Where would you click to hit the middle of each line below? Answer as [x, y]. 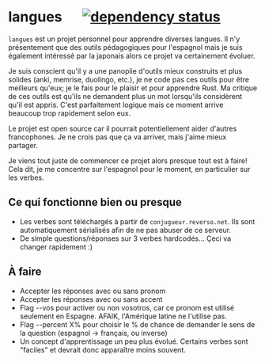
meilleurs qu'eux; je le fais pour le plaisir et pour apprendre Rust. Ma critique [133, 88]
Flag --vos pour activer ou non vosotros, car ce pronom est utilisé [127, 307]
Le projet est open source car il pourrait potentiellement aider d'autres [123, 128]
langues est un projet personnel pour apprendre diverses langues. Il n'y [124, 39]
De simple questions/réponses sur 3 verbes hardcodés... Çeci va [125, 238]
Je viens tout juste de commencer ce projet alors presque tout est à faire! [128, 160]
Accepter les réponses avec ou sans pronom [93, 291]
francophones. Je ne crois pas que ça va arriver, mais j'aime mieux [117, 137]
